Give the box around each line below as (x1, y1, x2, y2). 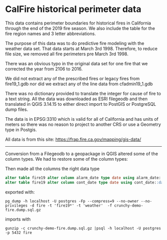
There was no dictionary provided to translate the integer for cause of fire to (5, 90, 162, 96)
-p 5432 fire (5, 230, 32, 235)
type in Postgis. (5, 126, 37, 133)
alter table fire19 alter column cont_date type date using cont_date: (5, 180, 157, 185)
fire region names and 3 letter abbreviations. (5, 30, 96, 36)
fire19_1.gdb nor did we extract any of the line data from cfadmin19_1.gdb (5, 81, 153, 87)
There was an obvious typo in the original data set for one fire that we (5, 60, 148, 66)
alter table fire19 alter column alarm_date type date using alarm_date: (5, 175, 162, 180)
